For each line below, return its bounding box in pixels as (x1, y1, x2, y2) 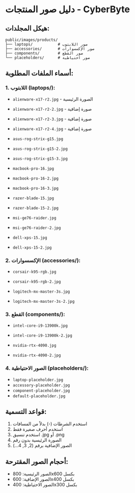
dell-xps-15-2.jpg (12, 245, 52, 250)
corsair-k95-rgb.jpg (12, 269, 57, 274)
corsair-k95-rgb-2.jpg (12, 279, 61, 284)
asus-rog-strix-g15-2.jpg (12, 146, 68, 151)
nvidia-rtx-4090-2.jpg (12, 353, 61, 358)
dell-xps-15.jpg (12, 235, 47, 240)
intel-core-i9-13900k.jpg (12, 323, 68, 328)
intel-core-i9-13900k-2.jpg (12, 333, 72, 339)
